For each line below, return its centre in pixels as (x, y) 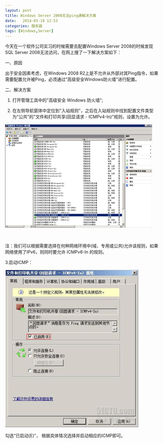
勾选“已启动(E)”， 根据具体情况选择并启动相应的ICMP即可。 (65, 436)
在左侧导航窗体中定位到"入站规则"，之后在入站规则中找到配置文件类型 (83, 111)
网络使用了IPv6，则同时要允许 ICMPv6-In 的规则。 (56, 252)
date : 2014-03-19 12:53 (31, 21)
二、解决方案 (18, 90)
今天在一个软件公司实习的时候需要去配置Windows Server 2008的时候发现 (79, 46)
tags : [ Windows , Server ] (29, 31)
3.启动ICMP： (19, 262)
